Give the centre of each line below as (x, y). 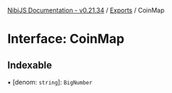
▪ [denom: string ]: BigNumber (50, 82)
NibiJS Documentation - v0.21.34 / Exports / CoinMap (86, 10)
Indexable (30, 65)
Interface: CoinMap (66, 39)
